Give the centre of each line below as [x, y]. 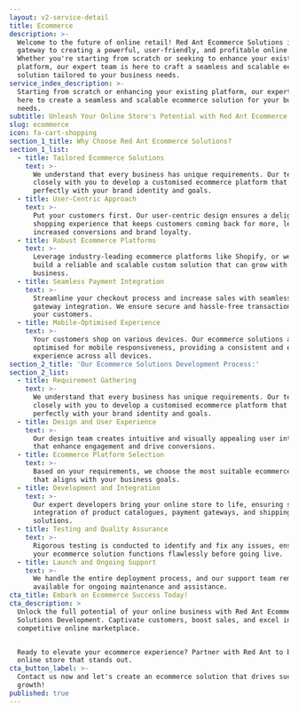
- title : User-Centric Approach [77, 199]
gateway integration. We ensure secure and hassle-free [138, 306]
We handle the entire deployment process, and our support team [154, 579]
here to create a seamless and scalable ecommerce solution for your [148, 100]
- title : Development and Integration [89, 488]
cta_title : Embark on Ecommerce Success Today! [99, 596]
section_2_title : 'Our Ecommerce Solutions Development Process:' [134, 364]
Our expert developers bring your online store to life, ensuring [158, 504]
